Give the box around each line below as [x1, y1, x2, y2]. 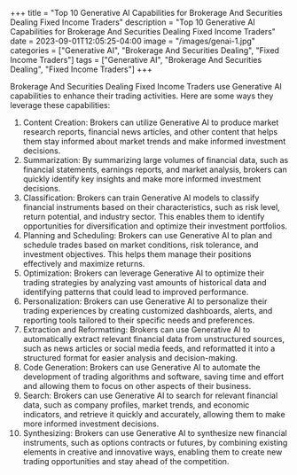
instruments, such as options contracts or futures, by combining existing [22, 438, 288, 448]
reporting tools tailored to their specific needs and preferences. [22, 315, 255, 325]
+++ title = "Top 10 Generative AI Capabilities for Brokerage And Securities [10, 8, 283, 18]
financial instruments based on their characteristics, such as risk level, [22, 202, 280, 212]
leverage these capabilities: [10, 100, 111, 110]
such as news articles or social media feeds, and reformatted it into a [22, 343, 276, 354]
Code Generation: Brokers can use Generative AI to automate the [22, 362, 261, 372]
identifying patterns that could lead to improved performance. [22, 287, 249, 297]
